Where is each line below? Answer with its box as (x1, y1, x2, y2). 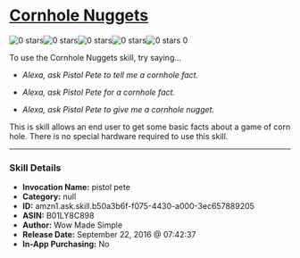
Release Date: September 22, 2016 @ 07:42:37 (21, 229, 196, 240)
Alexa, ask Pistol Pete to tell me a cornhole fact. (21, 69, 199, 80)
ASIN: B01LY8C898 (21, 211, 95, 221)
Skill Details (9, 162, 62, 174)
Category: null (21, 191, 77, 202)
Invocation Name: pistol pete (21, 182, 131, 193)
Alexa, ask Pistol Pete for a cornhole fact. (21, 87, 176, 97)
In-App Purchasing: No (21, 238, 110, 250)
